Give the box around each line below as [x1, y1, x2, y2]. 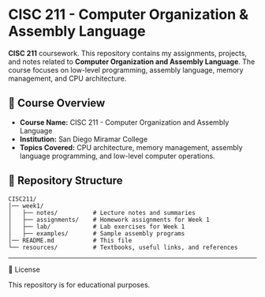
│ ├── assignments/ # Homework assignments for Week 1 [8, 216, 211, 224]
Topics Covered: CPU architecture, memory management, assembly [19, 142, 243, 152]
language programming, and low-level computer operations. [19, 151, 215, 160]
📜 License [8, 265, 41, 274]
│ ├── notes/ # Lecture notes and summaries [8, 209, 196, 216]
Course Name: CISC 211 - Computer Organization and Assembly [19, 117, 230, 127]
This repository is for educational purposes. [8, 280, 151, 289]
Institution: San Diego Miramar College [19, 134, 148, 144]
